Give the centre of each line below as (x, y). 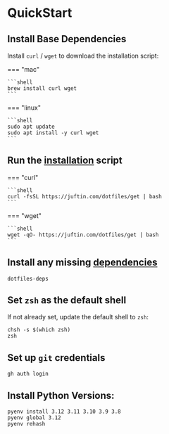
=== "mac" (24, 69)
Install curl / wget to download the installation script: (83, 56)
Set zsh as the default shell (67, 300)
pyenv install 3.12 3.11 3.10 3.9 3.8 (64, 412)
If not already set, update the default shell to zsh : (78, 317)
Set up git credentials (56, 358)
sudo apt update (31, 127)
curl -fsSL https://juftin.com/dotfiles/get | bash (84, 196)
